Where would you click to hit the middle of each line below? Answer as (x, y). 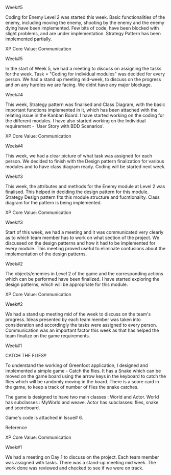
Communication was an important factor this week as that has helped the (82, 330)
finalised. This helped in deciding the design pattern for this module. (77, 192)
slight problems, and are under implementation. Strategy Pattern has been (83, 33)
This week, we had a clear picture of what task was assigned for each (79, 156)
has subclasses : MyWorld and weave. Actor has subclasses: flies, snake (82, 402)
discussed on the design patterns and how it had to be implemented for (80, 243)
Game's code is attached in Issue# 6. (44, 418)
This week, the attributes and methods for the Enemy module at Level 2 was (85, 186)
